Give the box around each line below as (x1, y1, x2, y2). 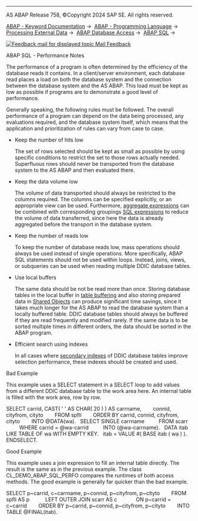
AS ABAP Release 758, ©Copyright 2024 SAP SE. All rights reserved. (6, 11, 174, 18)
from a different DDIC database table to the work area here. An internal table (6, 388, 192, 394)
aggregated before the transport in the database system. (14, 221, 153, 228)
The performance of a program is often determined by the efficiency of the (6, 63, 188, 70)
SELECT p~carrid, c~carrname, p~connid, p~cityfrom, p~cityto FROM (6, 490, 187, 496)
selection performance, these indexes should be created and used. (14, 358, 178, 365)
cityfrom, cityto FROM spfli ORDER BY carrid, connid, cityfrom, (6, 411, 179, 418)
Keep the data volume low (14, 178, 78, 185)
